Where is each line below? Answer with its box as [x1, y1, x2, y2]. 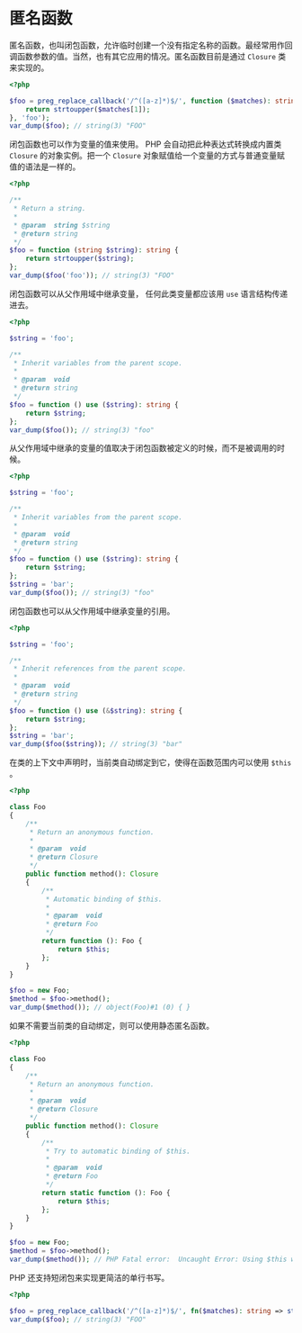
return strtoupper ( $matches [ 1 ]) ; [25, 104, 151, 113]
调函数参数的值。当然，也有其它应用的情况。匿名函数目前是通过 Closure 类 [9, 50, 286, 61]
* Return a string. [13, 204, 87, 213]
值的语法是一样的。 [9, 161, 81, 172]
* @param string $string [13, 221, 111, 230]
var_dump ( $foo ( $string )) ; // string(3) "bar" [9, 740, 182, 749]
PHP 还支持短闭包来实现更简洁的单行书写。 [9, 1272, 170, 1283]
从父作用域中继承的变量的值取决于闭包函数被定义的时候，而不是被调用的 [9, 443, 277, 454]
